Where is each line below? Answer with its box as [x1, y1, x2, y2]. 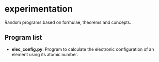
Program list [4, 33, 42, 42]
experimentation [4, 3, 73, 15]
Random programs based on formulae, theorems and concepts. [4, 19, 131, 25]
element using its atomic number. [11, 51, 79, 57]
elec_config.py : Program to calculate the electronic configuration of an [11, 46, 154, 52]
